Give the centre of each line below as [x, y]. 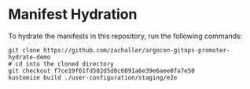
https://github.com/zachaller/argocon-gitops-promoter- [136, 50]
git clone [24, 50]
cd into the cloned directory [64, 64]
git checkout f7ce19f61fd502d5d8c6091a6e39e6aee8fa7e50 [101, 71]
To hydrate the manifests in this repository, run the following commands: [125, 36]
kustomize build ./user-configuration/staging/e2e [93, 77]
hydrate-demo [29, 57]
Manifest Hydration [73, 14]
